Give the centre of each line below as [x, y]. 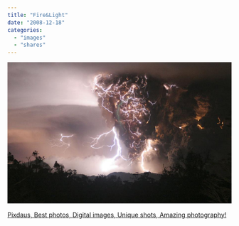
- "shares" [30, 45]
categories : [25, 30]
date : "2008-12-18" [36, 22]
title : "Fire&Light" [38, 15]
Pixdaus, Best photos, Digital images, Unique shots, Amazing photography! [117, 215]
